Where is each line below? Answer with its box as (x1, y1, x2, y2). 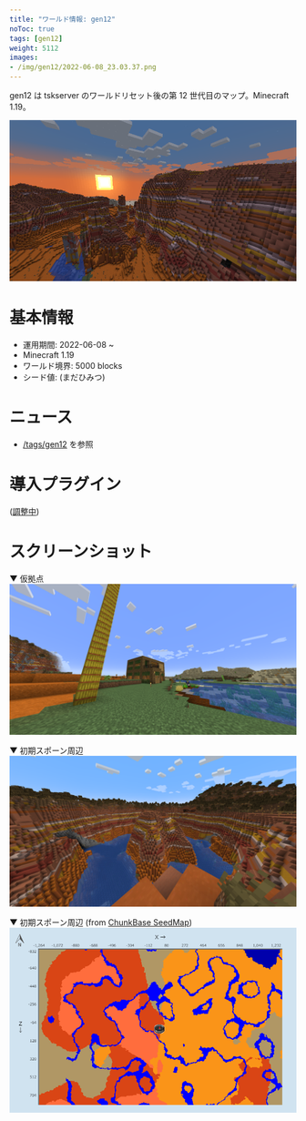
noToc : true (9, 24, 55, 34)
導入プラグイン (9, 474, 122, 495)
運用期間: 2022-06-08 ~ (22, 340, 115, 351)
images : (9, 53, 39, 63)
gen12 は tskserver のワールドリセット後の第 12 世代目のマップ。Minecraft (9, 90, 290, 100)
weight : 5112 (9, 44, 59, 53)
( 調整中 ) (9, 506, 40, 517)
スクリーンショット (9, 542, 153, 562)
